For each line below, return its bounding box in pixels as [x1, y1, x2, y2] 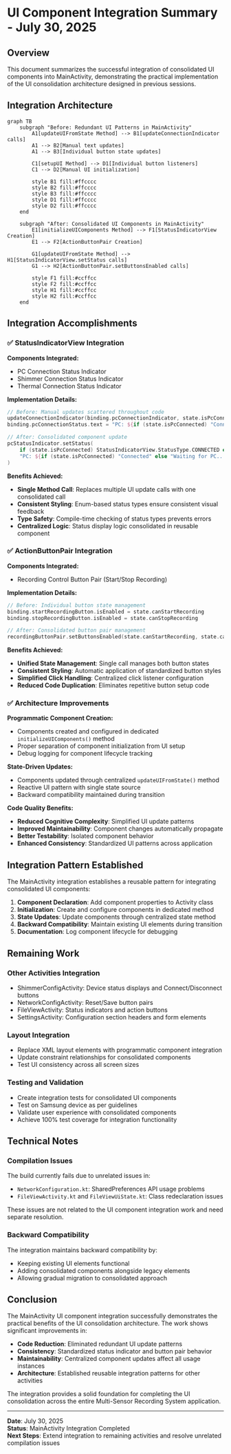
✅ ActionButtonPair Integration [7, 546, 113, 556]
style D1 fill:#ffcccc [32, 196, 97, 203]
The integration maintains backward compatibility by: [7, 1245, 158, 1254]
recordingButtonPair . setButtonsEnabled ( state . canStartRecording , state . [7, 634, 220, 641]
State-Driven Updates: [7, 762, 74, 771]
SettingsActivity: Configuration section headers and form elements [16, 1012, 206, 1021]
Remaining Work [7, 947, 80, 959]
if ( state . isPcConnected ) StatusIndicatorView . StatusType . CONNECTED [19, 446, 220, 453]
